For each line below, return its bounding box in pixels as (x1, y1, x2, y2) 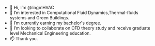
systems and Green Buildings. (9, 15, 69, 20)
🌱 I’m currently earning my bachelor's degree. (9, 20, 102, 26)
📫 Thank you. (9, 36, 38, 41)
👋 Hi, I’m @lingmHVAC (9, 5, 54, 10)
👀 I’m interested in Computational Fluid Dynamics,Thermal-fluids (9, 10, 139, 15)
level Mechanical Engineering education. (9, 31, 91, 36)
